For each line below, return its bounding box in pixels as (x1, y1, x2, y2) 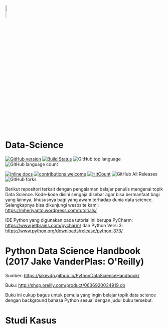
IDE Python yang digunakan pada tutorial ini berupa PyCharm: (5, 217, 133, 223)
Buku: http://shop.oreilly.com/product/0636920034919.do (5, 282, 125, 288)
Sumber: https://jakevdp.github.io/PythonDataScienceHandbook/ (5, 272, 140, 278)
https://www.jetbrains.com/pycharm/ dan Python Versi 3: (5, 222, 123, 228)
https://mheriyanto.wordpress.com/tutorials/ (5, 207, 97, 213)
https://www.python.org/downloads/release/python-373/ (5, 228, 123, 234)
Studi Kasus (5, 315, 57, 326)
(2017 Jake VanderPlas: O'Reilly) (5, 256, 144, 267)
